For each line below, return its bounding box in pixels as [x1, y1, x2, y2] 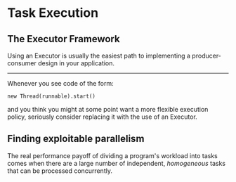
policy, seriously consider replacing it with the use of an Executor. [7, 112, 198, 121]
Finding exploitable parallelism [7, 133, 145, 145]
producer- [192, 51, 221, 60]
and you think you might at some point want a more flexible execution [7, 105, 209, 113]
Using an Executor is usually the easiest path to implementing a [7, 51, 191, 60]
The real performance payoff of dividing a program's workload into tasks [7, 151, 218, 160]
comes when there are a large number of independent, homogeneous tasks [7, 159, 226, 167]
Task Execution [7, 5, 99, 21]
